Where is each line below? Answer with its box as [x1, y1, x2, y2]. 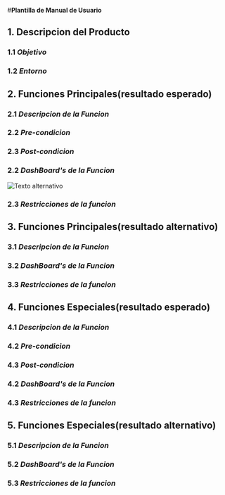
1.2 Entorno [7, 66, 47, 76]
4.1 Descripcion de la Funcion [7, 323, 110, 333]
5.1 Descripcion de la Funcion [7, 441, 109, 451]
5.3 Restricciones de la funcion [7, 478, 116, 488]
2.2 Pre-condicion [7, 128, 71, 138]
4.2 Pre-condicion [7, 341, 71, 351]
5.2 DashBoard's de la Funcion [7, 460, 115, 469]
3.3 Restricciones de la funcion [7, 279, 116, 289]
